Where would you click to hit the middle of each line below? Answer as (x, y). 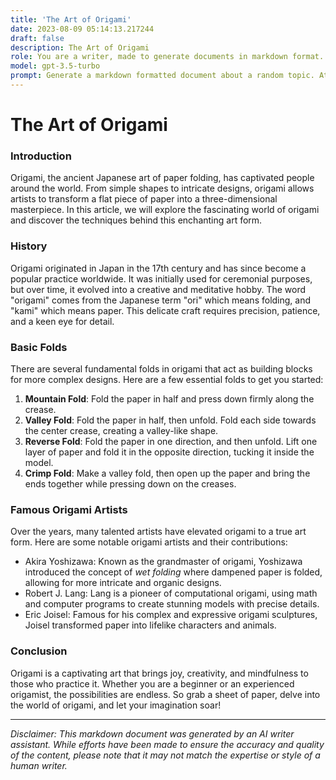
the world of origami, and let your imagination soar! (116, 705)
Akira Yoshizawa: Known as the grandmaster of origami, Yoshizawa (163, 562)
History (29, 246)
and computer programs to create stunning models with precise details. (172, 604)
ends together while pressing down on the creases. (130, 483)
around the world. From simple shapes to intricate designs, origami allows (162, 188)
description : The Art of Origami (80, 47)
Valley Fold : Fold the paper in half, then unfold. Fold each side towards (170, 420)
